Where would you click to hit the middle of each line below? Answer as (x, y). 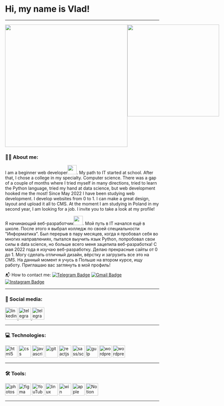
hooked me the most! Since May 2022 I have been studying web (70, 193)
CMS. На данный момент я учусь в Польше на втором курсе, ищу (74, 260)
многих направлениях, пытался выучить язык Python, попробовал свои (80, 239)
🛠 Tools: (16, 373)
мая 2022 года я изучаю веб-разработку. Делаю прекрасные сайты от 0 (81, 250)
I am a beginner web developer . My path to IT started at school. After (79, 173)
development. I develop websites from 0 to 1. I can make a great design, (78, 199)
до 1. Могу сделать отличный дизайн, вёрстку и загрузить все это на (77, 255)
